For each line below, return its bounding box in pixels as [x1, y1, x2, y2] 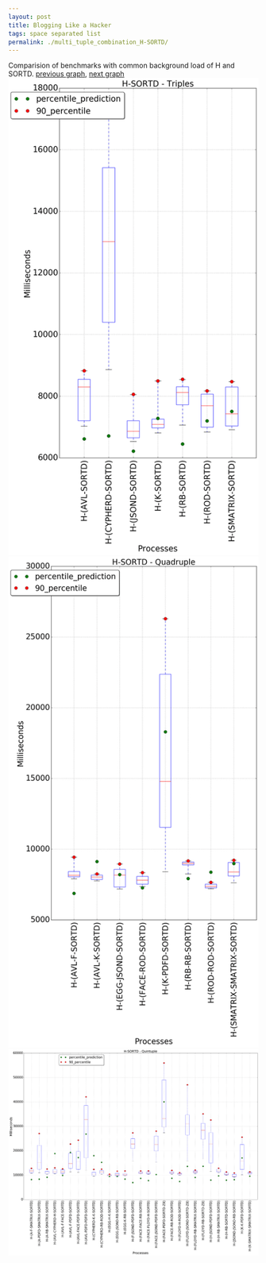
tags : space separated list [8, 29, 102, 37]
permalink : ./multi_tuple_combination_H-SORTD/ [8, 38, 169, 46]
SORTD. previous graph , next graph [8, 69, 125, 79]
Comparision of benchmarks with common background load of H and [8, 60, 236, 71]
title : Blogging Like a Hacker [8, 21, 112, 29]
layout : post [8, 13, 52, 21]
